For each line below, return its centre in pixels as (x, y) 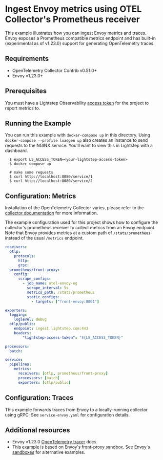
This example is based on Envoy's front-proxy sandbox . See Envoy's (81, 447)
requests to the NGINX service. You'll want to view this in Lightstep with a (79, 146)
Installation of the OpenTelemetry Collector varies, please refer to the (74, 208)
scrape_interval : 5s (48, 288)
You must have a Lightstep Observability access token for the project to (77, 103)
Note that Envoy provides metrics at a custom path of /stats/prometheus (78, 233)
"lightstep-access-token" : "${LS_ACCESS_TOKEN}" (73, 338)
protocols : (25, 256)
